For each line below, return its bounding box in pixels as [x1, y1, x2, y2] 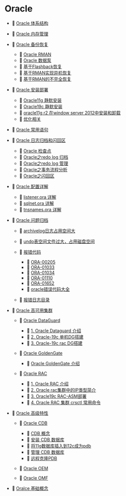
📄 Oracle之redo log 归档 [19, 154, 68, 160]
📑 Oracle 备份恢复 [11, 41, 49, 47]
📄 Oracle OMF [19, 475, 48, 481]
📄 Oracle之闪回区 [19, 173, 55, 179]
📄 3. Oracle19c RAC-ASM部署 [26, 393, 87, 399]
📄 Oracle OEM [19, 465, 48, 471]
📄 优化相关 [19, 116, 41, 122]
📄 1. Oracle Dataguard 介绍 [26, 328, 81, 334]
